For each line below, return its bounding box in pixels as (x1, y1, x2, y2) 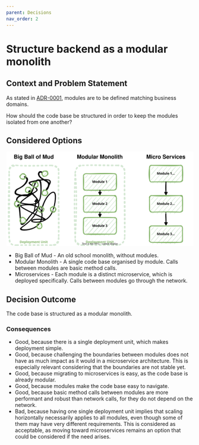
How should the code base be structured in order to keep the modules (6, 112, 178, 119)
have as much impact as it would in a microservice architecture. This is (14, 357, 188, 365)
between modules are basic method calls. (14, 264, 118, 272)
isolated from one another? (6, 118, 72, 125)
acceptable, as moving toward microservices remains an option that (14, 427, 181, 434)
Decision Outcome (6, 294, 76, 304)
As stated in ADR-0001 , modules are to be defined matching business (6, 94, 176, 101)
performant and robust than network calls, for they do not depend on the (14, 395, 193, 402)
